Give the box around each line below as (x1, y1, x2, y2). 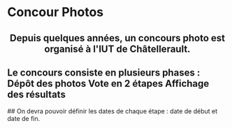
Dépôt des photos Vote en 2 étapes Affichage (7, 78, 210, 90)
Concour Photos (7, 4, 104, 20)
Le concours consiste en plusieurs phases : (7, 66, 201, 78)
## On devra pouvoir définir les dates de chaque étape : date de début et (7, 107, 218, 115)
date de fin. (7, 115, 41, 123)
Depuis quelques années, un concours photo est (9, 32, 226, 44)
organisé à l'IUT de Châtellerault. (44, 43, 191, 55)
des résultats (7, 88, 66, 100)
